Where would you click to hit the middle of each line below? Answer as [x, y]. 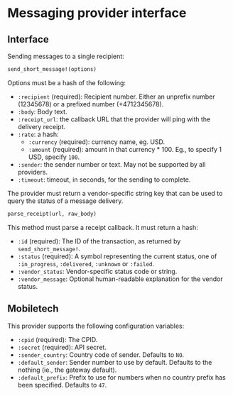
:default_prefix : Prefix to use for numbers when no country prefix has [121, 377]
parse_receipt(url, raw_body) [52, 214]
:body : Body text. [42, 111]
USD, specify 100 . [54, 157]
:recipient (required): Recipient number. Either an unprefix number [116, 97]
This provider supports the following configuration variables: [96, 326]
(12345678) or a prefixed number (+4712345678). [91, 104]
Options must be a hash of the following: [67, 82]
